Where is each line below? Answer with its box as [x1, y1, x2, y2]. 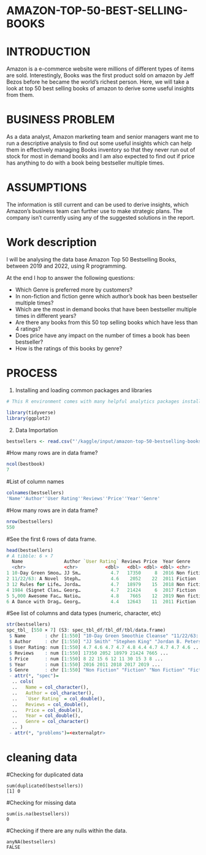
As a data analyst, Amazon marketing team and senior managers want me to [6, 133, 199, 141]
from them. [6, 91, 35, 99]
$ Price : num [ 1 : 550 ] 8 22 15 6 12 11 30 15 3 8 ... [9, 656, 164, 662]
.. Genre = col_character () [12, 719, 89, 725]
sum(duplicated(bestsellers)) [6, 783, 84, 789]
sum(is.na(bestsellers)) [6, 811, 70, 817]
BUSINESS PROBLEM [6, 113, 115, 126]
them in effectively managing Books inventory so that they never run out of [6, 146, 196, 153]
